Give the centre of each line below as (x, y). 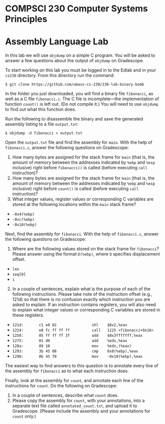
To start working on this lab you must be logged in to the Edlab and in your (81, 70)
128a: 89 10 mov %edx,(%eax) (72, 346)
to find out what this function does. (41, 110)
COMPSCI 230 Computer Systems (77, 9)
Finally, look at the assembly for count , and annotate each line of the (74, 381)
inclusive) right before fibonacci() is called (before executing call (80, 168)
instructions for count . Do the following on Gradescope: (61, 386)
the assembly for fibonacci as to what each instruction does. (67, 371)
